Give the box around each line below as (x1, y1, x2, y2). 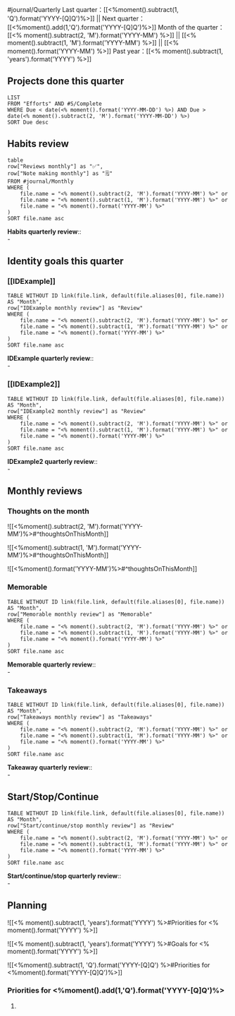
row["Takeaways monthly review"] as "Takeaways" (7, 713, 153, 721)
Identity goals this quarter (7, 256, 125, 268)
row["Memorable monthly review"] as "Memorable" (7, 611, 153, 618)
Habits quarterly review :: (7, 227, 82, 236)
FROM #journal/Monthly (7, 178, 74, 185)
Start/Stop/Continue (7, 791, 99, 803)
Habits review (7, 138, 69, 150)
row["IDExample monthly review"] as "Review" (7, 305, 143, 312)
